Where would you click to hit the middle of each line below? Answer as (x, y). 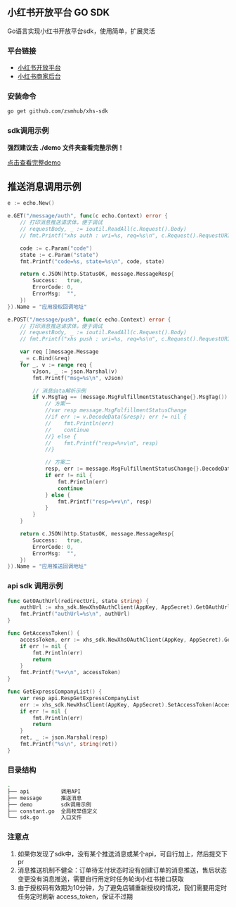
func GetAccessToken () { (44, 633)
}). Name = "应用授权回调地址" (47, 307)
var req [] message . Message (59, 352)
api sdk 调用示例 (35, 586)
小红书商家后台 (39, 77)
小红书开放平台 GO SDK (59, 13)
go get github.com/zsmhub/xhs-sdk (58, 111)
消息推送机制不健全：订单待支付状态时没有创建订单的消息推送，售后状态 (122, 870)
